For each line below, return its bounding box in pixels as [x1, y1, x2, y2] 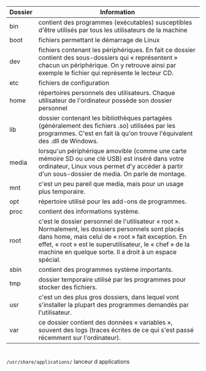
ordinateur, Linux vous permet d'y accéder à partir [38, 162, 183, 170]
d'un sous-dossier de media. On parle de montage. [38, 170, 186, 178]
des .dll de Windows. [38, 137, 99, 145]
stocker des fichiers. [38, 283, 97, 291]
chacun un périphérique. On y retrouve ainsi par [38, 61, 177, 69]
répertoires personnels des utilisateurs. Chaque [38, 89, 175, 97]
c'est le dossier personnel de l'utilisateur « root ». [38, 217, 181, 225]
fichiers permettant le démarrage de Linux [38, 36, 160, 44]
